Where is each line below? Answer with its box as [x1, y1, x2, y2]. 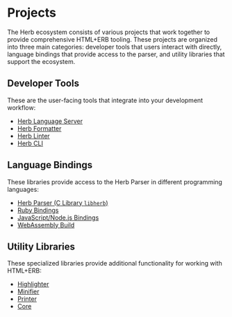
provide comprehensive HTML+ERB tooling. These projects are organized [7, 35, 217, 43]
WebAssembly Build [17, 220, 75, 229]
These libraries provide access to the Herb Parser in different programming [7, 177, 222, 186]
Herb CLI [17, 139, 44, 147]
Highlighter [17, 280, 49, 288]
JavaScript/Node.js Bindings [17, 213, 99, 222]
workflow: [7, 103, 36, 112]
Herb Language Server [17, 117, 83, 125]
